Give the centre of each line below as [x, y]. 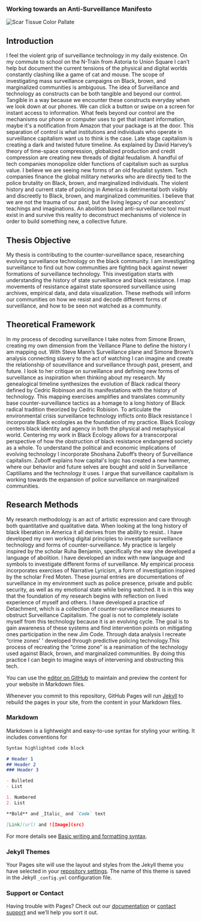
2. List [16, 803]
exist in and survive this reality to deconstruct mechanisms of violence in [96, 215]
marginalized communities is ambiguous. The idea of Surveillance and [93, 87]
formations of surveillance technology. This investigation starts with [90, 274]
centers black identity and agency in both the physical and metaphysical [96, 428]
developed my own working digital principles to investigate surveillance [94, 538]
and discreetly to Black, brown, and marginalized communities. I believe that [100, 196]
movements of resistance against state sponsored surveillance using [91, 287]
